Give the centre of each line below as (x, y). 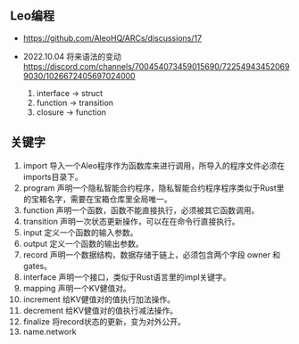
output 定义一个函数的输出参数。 (83, 243)
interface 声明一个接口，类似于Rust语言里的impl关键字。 (127, 277)
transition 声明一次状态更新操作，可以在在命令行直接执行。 (131, 221)
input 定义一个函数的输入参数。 (80, 232)
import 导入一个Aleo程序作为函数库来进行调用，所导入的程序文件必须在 (154, 165)
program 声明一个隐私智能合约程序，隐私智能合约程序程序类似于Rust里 (154, 188)
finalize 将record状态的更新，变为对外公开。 (104, 321)
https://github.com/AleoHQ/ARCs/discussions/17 (112, 37)
